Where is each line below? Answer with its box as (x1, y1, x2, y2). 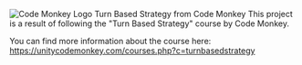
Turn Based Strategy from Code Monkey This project (94, 9, 294, 19)
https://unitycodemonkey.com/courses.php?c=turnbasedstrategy (9, 45, 255, 56)
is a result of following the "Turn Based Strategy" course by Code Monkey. (9, 18, 290, 29)
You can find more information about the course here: (9, 36, 212, 46)
